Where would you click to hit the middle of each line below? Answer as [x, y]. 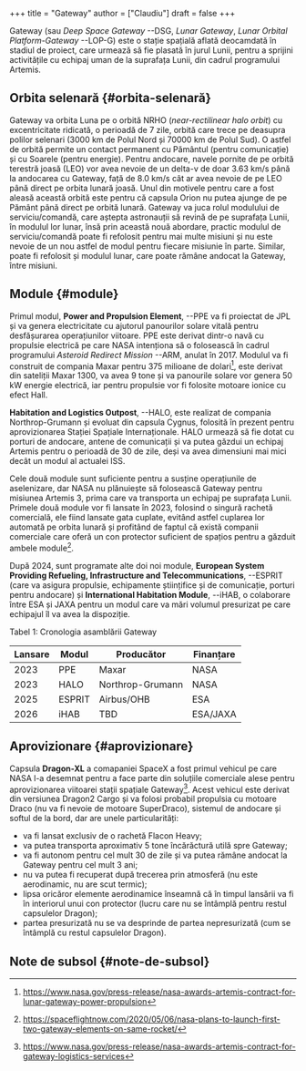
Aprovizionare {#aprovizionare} [102, 747]
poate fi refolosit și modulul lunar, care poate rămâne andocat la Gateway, [148, 255]
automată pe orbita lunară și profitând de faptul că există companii [134, 527]
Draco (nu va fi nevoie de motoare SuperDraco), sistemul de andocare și [145, 808]
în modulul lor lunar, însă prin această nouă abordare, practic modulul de [145, 226]
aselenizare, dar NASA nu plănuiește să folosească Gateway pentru [136, 489]
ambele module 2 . [42, 547]
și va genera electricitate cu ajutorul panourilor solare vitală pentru [134, 325]
